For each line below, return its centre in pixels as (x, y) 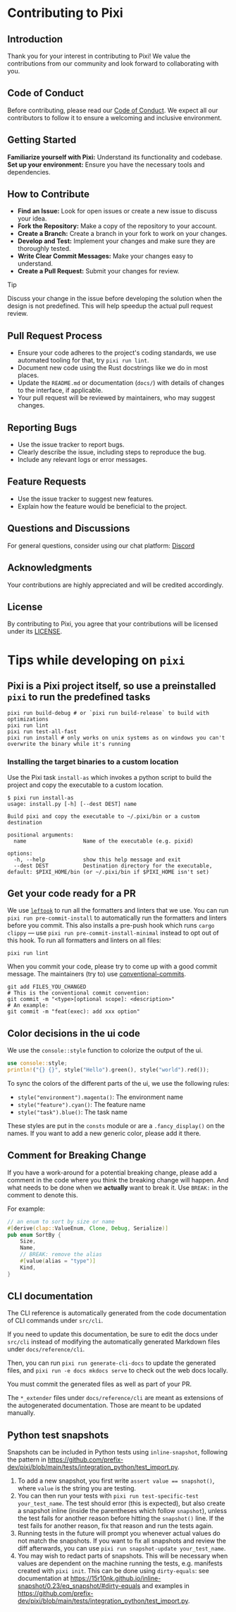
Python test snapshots (58, 1435)
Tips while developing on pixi (96, 660)
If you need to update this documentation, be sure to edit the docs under (113, 1334)
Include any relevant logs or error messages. (82, 460)
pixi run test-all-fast (42, 732)
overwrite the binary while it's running (69, 744)
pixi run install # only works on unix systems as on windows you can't (116, 738)
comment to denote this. (43, 1195)
